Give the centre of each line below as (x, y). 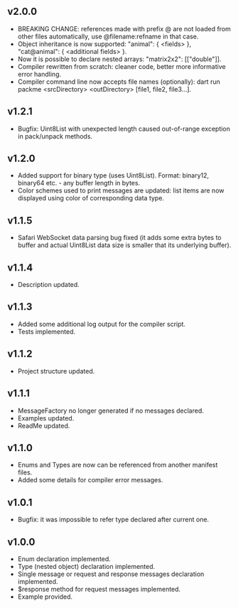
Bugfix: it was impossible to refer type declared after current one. (113, 520)
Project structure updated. (56, 371)
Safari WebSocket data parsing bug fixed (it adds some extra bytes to (119, 238)
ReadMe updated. (44, 425)
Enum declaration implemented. (64, 559)
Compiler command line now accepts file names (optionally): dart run (119, 82)
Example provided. (45, 597)
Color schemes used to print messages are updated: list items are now (121, 190)
